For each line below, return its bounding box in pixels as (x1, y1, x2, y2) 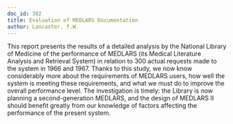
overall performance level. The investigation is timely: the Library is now (7, 86, 214, 95)
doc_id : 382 (7, 10, 42, 17)
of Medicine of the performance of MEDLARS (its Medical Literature (7, 49, 202, 58)
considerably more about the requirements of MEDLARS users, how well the (7, 72, 225, 80)
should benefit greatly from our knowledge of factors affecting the (7, 102, 198, 110)
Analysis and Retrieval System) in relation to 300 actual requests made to (7, 57, 217, 65)
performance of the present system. (7, 109, 111, 117)
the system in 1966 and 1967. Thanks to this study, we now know (7, 64, 193, 73)
